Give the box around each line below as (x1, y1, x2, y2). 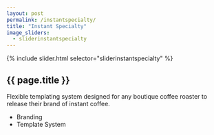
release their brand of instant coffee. (6, 99, 111, 108)
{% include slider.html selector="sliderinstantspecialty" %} (6, 54, 173, 62)
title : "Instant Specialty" (6, 23, 87, 29)
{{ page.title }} (6, 74, 70, 86)
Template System (16, 120, 66, 128)
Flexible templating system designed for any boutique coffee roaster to (6, 92, 208, 100)
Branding (16, 112, 43, 121)
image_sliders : (6, 29, 50, 36)
